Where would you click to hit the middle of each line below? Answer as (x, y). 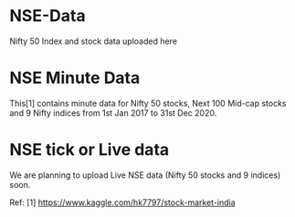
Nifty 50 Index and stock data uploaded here (94, 41)
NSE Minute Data (75, 78)
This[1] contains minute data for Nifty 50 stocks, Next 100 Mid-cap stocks (148, 103)
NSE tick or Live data (90, 150)
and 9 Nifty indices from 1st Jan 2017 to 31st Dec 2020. (113, 113)
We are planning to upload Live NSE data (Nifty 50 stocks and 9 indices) (145, 175)
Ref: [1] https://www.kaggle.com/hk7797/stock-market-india (122, 202)
